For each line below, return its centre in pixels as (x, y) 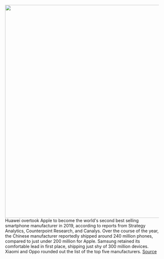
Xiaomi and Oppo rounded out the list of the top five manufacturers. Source (81, 251)
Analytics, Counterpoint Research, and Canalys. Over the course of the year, (82, 231)
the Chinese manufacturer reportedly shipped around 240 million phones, (79, 236)
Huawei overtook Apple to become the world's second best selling (72, 221)
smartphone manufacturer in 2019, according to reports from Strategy (75, 226)
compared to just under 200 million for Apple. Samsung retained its (72, 241)
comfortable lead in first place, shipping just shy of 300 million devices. (77, 246)
